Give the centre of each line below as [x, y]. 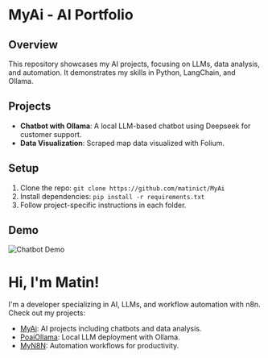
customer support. [51, 134]
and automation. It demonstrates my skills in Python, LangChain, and [122, 73]
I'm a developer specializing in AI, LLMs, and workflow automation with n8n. [134, 305]
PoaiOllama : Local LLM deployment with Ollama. [100, 337]
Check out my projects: [47, 313]
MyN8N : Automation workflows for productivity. [99, 346]
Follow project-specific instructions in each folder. [103, 205]
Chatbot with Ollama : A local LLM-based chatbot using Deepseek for [135, 126]
